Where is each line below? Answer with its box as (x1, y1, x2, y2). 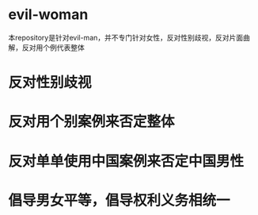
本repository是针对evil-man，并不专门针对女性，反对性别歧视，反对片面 (8, 33, 244, 42)
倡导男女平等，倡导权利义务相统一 (8, 191, 231, 209)
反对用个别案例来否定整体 (8, 113, 176, 131)
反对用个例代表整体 (21, 42, 85, 52)
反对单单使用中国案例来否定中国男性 (8, 152, 245, 170)
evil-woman (8, 6, 89, 24)
